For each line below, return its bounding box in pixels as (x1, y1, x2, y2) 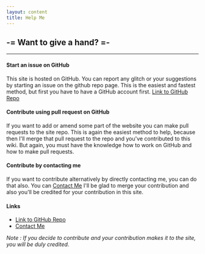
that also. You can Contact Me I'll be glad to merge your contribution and (6, 181, 189, 189)
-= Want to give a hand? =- (6, 37, 110, 48)
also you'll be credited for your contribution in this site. (6, 188, 144, 195)
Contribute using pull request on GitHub (6, 108, 110, 116)
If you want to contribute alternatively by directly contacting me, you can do (6, 175, 197, 183)
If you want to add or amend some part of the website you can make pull (6, 122, 189, 129)
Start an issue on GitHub (6, 61, 70, 68)
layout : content (6, 9, 48, 15)
